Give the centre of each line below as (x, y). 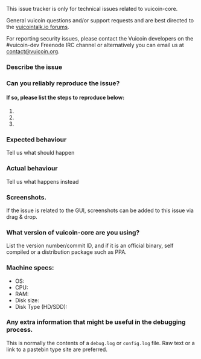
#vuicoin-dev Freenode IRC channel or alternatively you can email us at (95, 45)
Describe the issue (34, 67)
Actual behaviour (32, 169)
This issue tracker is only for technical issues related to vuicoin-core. (92, 9)
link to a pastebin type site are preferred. (57, 349)
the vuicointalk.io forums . (38, 27)
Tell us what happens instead (43, 181)
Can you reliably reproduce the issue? (63, 83)
